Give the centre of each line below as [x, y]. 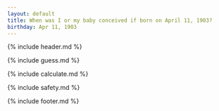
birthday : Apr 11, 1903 [42, 27]
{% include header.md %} [45, 47]
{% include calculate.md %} [48, 74]
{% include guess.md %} [43, 60]
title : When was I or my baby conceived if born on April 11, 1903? [110, 20]
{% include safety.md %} [44, 88]
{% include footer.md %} [43, 101]
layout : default [31, 14]
